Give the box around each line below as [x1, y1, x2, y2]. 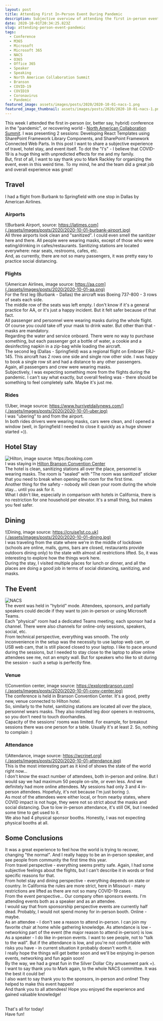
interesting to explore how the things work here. [5, 555, 101, 561]
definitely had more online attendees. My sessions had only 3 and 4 [5, 784, 141, 789]
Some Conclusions [5, 834, 64, 842]
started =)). [5, 429, 28, 435]
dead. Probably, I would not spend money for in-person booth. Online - [5, 909, 147, 915]
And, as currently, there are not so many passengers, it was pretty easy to [5, 253, 153, 258]
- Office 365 [9, 61, 36, 66]
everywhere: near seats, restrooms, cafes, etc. [5, 248, 98, 254]
